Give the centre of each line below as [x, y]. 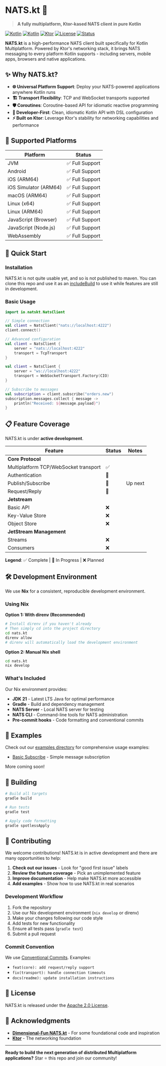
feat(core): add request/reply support [53, 967]
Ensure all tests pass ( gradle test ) [47, 928]
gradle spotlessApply [27, 826]
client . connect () [23, 330]
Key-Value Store [27, 516]
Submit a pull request [34, 934]
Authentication [25, 475]
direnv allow [19, 638]
